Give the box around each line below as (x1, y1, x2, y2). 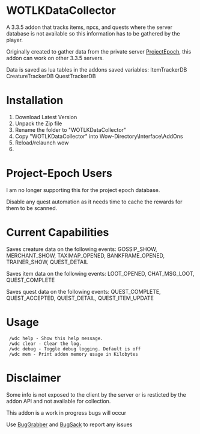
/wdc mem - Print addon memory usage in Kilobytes (8, 351, 138, 357)
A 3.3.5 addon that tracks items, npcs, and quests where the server (6, 23, 173, 31)
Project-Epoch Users (6, 167, 112, 181)
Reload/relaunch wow (14, 139, 69, 146)
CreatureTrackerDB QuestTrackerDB (6, 72, 96, 79)
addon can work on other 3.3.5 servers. (6, 54, 104, 61)
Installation (6, 94, 64, 107)
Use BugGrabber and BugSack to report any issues (6, 421, 133, 428)
